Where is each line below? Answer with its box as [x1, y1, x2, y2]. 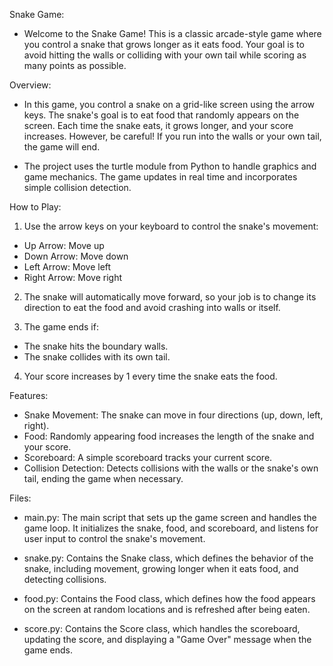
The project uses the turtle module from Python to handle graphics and [23, 160, 317, 172]
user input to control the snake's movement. [23, 533, 206, 544]
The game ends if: [23, 321, 99, 333]
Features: [9, 390, 49, 401]
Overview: [9, 79, 52, 91]
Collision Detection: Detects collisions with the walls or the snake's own [23, 462, 319, 474]
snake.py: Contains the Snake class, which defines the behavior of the [23, 552, 314, 564]
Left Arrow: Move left [23, 261, 112, 273]
